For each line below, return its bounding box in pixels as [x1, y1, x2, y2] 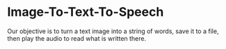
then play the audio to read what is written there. [7, 34, 147, 42]
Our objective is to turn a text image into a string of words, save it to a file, [7, 27, 219, 35]
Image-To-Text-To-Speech [7, 4, 164, 20]
